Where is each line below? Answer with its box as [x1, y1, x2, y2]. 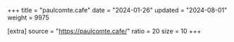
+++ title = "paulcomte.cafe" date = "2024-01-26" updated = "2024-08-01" [7, 6, 228, 14]
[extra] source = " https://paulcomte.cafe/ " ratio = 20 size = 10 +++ [7, 27, 202, 35]
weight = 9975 [7, 13, 49, 22]
